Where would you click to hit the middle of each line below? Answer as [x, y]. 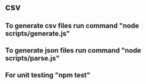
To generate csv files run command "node [72, 26]
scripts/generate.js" [37, 33]
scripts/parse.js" [32, 58]
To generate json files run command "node [73, 50]
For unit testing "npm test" [48, 75]
